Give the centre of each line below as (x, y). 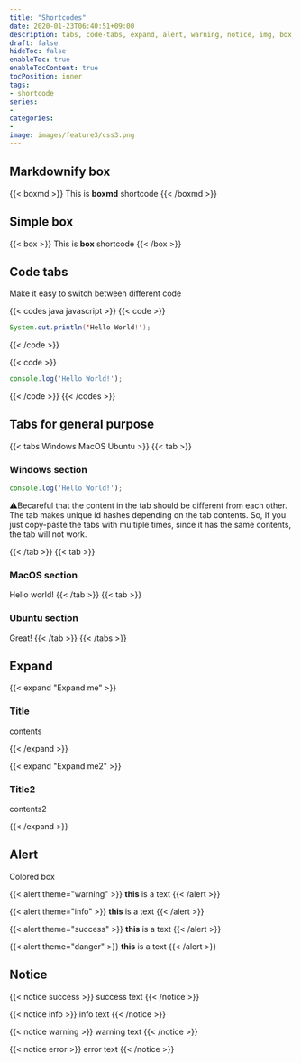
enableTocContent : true (54, 69)
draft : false (34, 43)
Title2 (23, 789)
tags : (19, 85)
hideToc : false (38, 51)
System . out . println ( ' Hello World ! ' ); (80, 328)
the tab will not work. (48, 534)
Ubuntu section (44, 618)
